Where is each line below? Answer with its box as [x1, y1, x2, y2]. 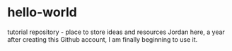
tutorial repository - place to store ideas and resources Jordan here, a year [7, 28, 225, 36]
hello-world [7, 4, 78, 21]
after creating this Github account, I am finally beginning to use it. [7, 35, 198, 43]
